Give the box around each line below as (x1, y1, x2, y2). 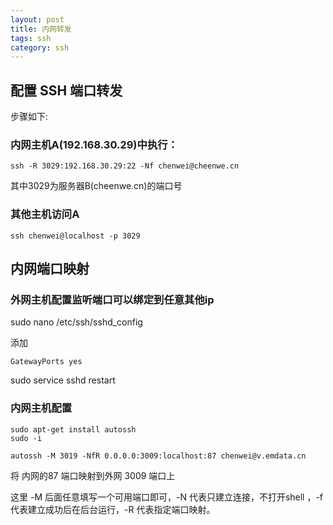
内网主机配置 (10, 401, 73, 415)
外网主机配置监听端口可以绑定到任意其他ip (10, 292, 215, 306)
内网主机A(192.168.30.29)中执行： (10, 137, 178, 151)
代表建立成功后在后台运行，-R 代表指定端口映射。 (10, 503, 216, 515)
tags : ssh (10, 33, 52, 43)
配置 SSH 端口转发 (10, 82, 123, 99)
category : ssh (10, 42, 70, 53)
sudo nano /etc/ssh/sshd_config (10, 316, 143, 328)
